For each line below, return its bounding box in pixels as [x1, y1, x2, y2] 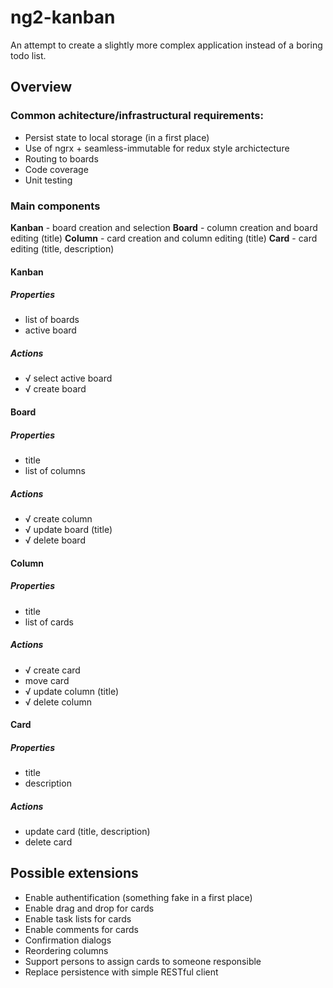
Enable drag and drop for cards [24, 902, 155, 914]
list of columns [24, 465, 86, 477]
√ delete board [24, 534, 86, 546]
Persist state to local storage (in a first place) [24, 131, 210, 143]
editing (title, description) [10, 242, 115, 255]
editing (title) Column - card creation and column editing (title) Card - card [10, 232, 318, 244]
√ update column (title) [24, 685, 120, 697]
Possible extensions [10, 865, 139, 882]
